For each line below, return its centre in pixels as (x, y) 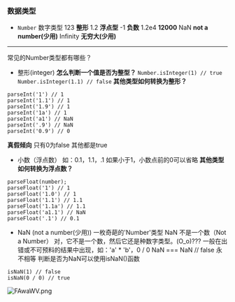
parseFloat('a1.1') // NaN (47, 213)
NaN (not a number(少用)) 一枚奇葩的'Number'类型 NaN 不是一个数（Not (122, 233)
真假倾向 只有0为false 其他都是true (57, 145)
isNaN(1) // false (34, 272)
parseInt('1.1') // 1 (39, 101)
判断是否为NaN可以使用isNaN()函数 (88, 259)
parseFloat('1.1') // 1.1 (45, 201)
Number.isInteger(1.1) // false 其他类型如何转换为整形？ (102, 81)
